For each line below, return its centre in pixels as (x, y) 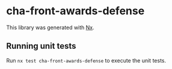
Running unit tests (41, 46)
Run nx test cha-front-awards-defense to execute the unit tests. (86, 60)
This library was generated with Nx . (50, 27)
